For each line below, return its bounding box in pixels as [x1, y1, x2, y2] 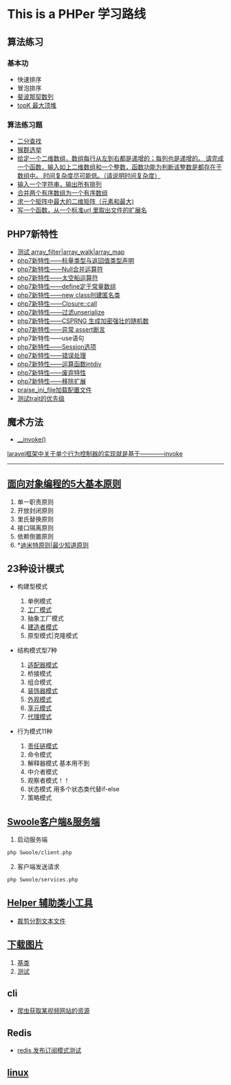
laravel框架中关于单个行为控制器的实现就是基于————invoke [7, 449, 184, 457]
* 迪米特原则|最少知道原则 [16, 541, 89, 549]
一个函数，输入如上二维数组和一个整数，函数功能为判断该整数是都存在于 [16, 163, 222, 171]
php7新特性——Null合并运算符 [16, 265, 103, 273]
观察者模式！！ [27, 777, 70, 785]
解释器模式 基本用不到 [27, 759, 90, 768]
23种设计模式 [7, 563, 64, 575]
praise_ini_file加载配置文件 [16, 386, 92, 394]
